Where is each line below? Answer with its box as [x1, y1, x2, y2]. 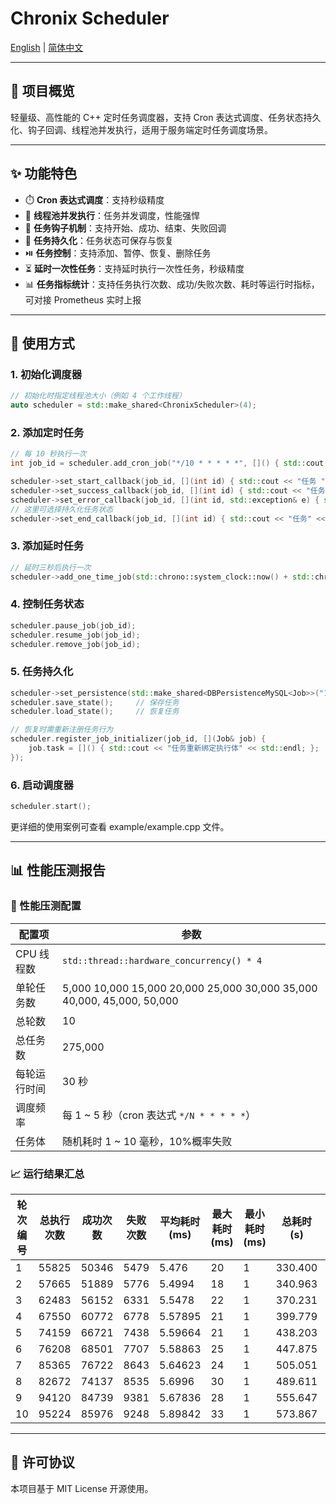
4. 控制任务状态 [10, 597, 85, 611]
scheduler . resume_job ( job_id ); [10, 630, 141, 640]
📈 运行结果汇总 [10, 1167, 85, 1181]
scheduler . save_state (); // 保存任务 [10, 697, 180, 707]
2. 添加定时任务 [10, 425, 85, 439]
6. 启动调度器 [10, 778, 74, 792]
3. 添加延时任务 [10, 539, 85, 553]
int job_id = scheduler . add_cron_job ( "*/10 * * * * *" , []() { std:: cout [10, 458, 325, 469]
